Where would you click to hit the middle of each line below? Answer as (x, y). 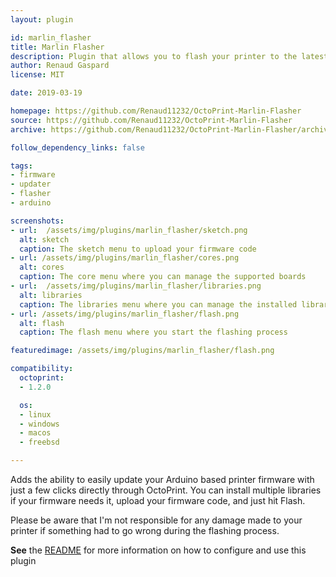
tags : (21, 166)
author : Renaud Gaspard (60, 66)
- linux (35, 414)
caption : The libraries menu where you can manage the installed (158, 304)
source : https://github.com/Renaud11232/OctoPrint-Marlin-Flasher (151, 120)
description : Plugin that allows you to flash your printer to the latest (169, 56)
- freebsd (39, 442)
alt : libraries (51, 295)
